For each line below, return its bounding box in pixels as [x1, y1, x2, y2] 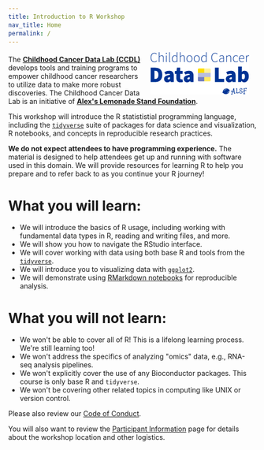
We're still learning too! [19, 344, 95, 353]
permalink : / [8, 29, 51, 37]
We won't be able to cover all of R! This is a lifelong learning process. [19, 335, 244, 344]
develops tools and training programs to [8, 63, 138, 73]
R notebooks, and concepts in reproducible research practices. [8, 128, 213, 138]
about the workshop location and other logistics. [8, 433, 165, 442]
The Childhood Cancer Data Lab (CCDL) [8, 55, 141, 65]
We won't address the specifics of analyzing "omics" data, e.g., [19, 351, 226, 362]
